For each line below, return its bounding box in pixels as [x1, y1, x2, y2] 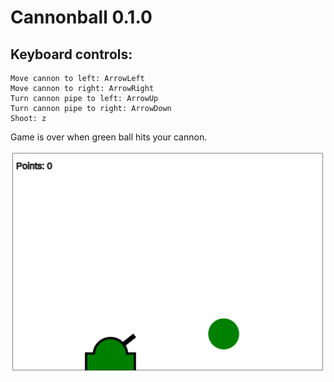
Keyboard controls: [10, 46, 133, 63]
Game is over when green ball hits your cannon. [10, 131, 208, 143]
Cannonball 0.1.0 [10, 6, 153, 29]
